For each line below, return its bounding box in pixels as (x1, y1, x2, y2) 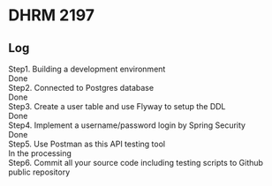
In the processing (8, 148, 72, 159)
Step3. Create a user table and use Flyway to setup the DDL (8, 101, 226, 111)
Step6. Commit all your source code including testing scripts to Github (8, 158, 264, 167)
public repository (8, 167, 71, 177)
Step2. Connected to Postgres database (8, 83, 155, 93)
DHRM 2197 (8, 5, 94, 26)
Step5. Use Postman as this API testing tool (8, 138, 165, 149)
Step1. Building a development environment (8, 63, 166, 74)
